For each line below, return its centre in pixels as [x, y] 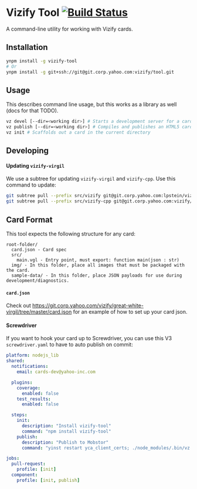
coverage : [29, 388]
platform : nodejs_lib [33, 355]
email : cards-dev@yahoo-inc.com [56, 372]
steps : [19, 415]
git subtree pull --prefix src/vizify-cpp [59, 201]
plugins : [22, 382]
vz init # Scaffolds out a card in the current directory [78, 132]
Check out [18, 305]
